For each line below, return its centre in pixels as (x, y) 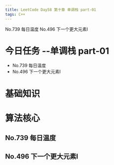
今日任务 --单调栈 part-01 (57, 51)
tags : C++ (15, 14)
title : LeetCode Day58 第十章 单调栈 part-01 (51, 10)
